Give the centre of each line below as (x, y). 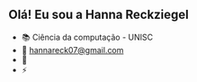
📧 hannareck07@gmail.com (72, 50)
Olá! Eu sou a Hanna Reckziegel (99, 15)
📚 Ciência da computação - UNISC (87, 37)
